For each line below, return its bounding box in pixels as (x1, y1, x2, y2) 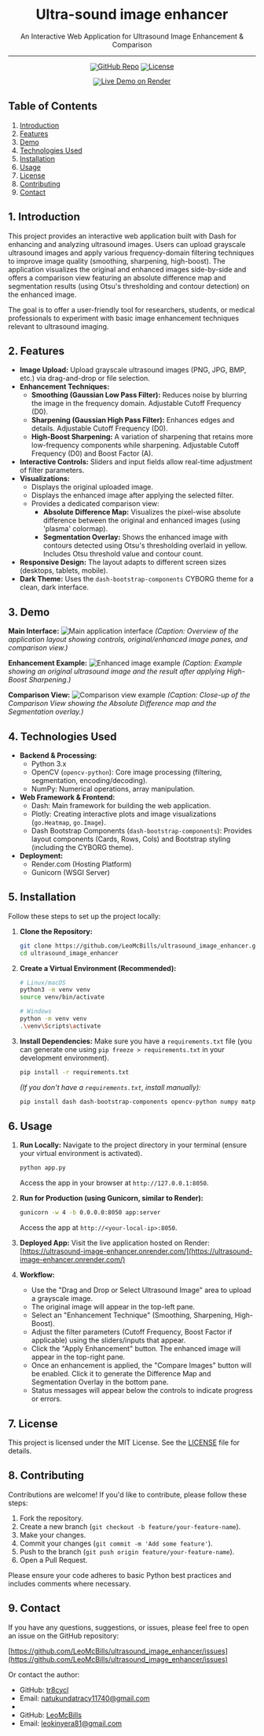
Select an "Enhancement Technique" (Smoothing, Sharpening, (31, 1310, 233, 1320)
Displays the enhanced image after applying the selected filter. (31, 490, 234, 500)
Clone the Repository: (19, 926, 93, 936)
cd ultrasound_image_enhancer (19, 949, 119, 957)
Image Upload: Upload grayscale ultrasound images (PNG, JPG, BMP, (19, 365, 247, 375)
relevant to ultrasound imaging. (8, 321, 109, 331)
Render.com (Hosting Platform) (31, 859, 132, 869)
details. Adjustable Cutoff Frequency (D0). (31, 423, 168, 434)
